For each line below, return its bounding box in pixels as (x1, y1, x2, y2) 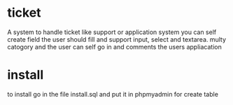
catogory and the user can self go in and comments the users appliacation (7, 42, 222, 51)
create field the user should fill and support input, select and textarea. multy (7, 35, 226, 43)
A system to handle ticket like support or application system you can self (7, 28, 217, 36)
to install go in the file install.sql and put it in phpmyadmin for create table (7, 90, 219, 98)
